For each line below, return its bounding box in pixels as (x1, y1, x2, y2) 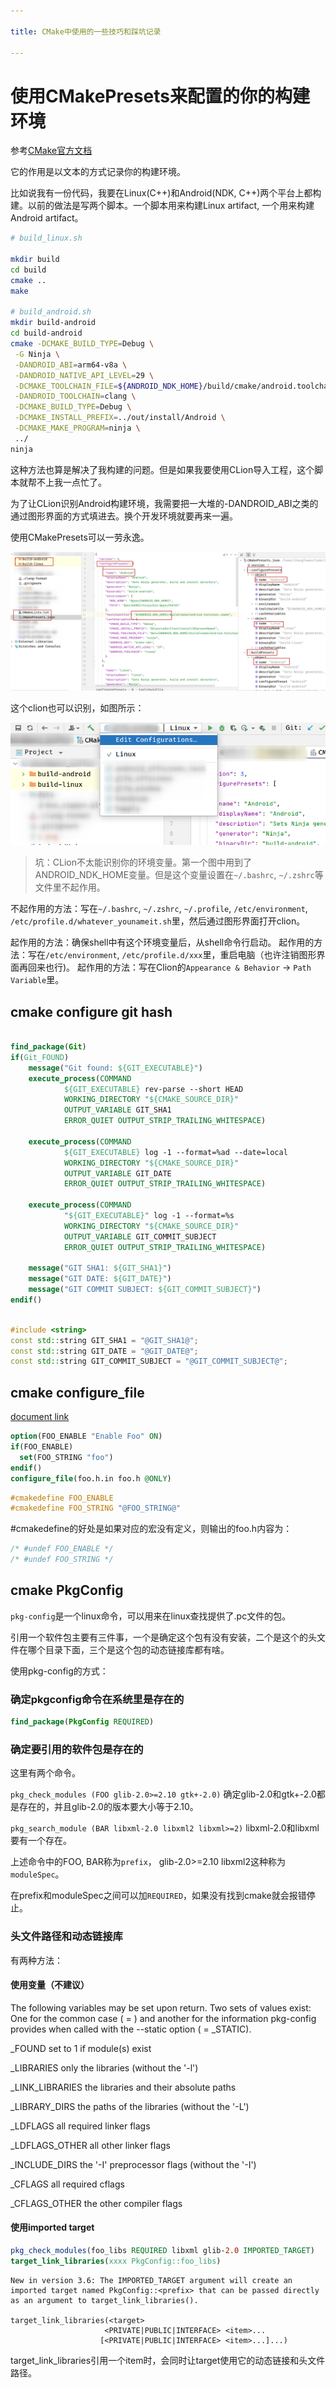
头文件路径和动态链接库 (10, 1930, 123, 1944)
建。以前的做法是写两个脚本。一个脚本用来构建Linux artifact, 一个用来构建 (10, 200, 315, 212)
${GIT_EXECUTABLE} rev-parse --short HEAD (63, 1084, 244, 1094)
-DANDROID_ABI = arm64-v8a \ (14, 360, 128, 370)
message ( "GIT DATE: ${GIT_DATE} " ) (28, 1274, 172, 1284)
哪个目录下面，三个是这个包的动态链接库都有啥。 (27, 1643, 230, 1655)
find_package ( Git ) (10, 1042, 87, 1052)
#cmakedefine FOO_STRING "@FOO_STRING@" (10, 1503, 182, 1514)
